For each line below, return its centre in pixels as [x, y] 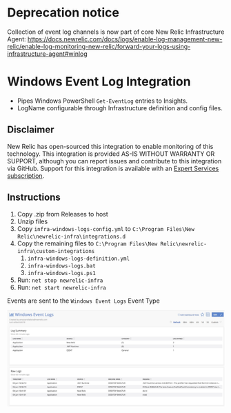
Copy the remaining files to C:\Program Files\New [87, 243]
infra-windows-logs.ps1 [62, 273]
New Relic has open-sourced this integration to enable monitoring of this [110, 146]
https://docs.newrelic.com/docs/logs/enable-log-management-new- [125, 39]
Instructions [34, 198]
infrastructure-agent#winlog [47, 54]
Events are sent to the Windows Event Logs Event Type [83, 301]
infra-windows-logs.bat [62, 266]
